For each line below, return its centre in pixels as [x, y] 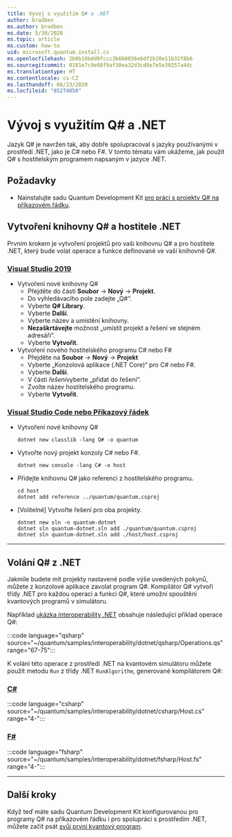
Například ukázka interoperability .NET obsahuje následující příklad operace [115, 615]
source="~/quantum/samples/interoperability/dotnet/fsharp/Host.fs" [105, 759]
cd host [28, 491]
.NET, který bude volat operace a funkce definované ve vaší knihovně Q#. [112, 251]
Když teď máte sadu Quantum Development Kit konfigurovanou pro [103, 811]
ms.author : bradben [35, 26]
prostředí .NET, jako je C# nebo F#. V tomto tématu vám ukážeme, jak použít [116, 152]
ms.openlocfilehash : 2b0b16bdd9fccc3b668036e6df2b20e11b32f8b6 [100, 59]
